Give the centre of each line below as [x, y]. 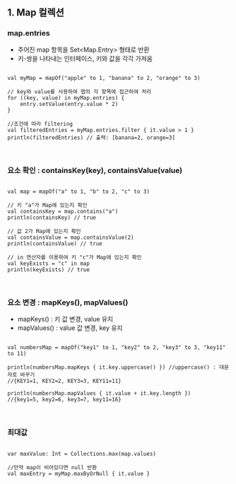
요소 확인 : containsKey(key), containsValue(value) [95, 170]
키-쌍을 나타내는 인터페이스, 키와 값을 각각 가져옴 [85, 58]
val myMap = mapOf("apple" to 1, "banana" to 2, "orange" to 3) [104, 78]
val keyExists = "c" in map [49, 264]
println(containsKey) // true [52, 218]
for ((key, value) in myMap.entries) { [66, 98]
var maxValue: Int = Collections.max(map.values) [82, 454]
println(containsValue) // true [55, 243]
